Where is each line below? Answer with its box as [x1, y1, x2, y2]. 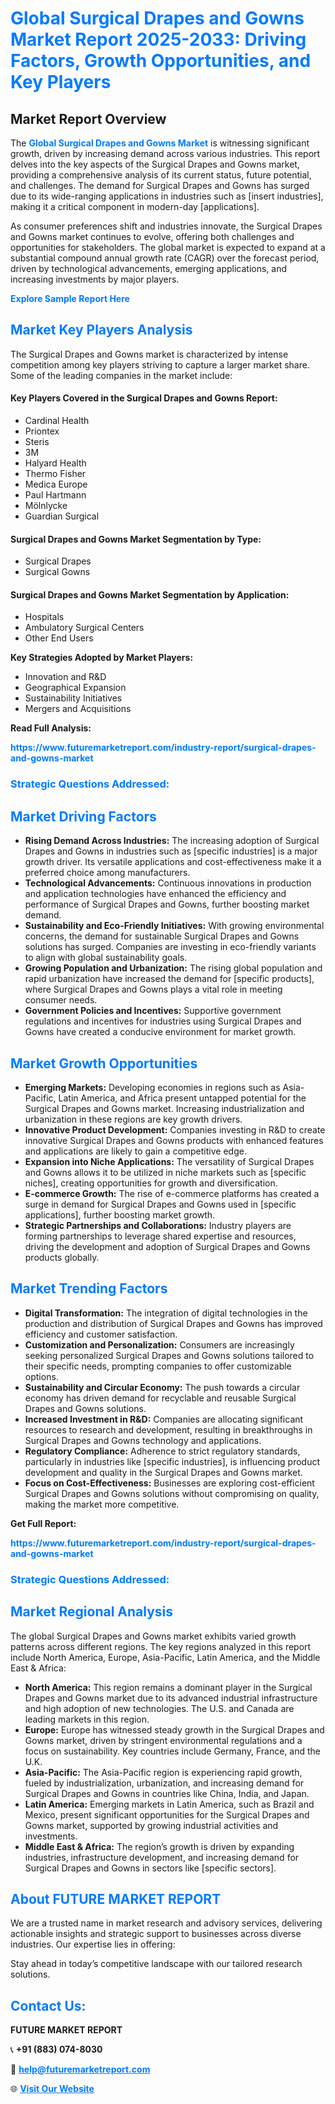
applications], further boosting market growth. [24, 1208, 216, 1221]
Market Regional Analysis [10, 1603, 174, 1621]
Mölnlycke [24, 500, 68, 512]
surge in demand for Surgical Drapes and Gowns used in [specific [24, 1198, 297, 1210]
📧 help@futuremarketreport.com [10, 2063, 151, 2076]
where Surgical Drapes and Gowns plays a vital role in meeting [24, 983, 283, 996]
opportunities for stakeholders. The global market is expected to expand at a [10, 242, 326, 253]
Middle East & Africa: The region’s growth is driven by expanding [24, 1840, 295, 1852]
